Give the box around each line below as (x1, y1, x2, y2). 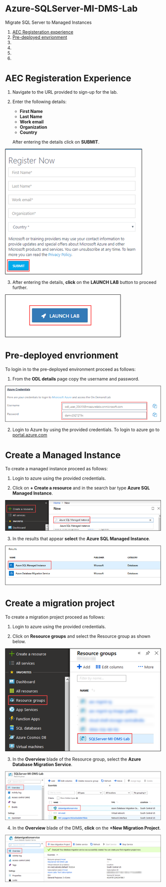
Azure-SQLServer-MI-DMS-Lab (5, 3, 138, 14)
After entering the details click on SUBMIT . (12, 139, 100, 145)
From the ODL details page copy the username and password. (12, 376, 139, 382)
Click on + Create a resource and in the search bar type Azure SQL (12, 485, 150, 491)
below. (12, 639, 26, 645)
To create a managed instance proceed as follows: (5, 466, 108, 472)
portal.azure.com (12, 432, 47, 438)
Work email (19, 118, 44, 124)
